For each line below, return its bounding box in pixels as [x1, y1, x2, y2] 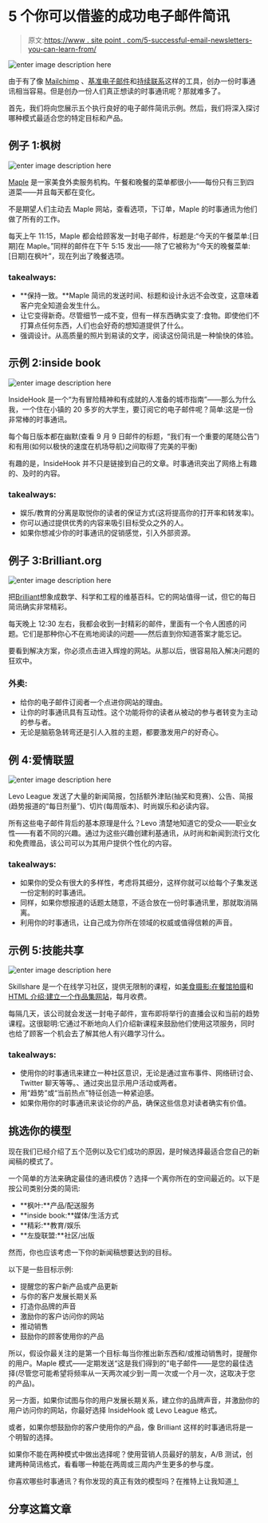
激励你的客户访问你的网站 [19, 1312, 104, 1322]
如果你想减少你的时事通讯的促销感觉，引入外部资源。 [19, 528, 195, 538]
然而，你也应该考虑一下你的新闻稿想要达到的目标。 [8, 1248, 176, 1258]
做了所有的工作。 [8, 213, 65, 224]
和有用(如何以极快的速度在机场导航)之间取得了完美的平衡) [8, 441, 198, 451]
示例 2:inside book [8, 357, 101, 370]
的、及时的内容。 [8, 468, 65, 478]
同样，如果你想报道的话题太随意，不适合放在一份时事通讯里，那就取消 [19, 898, 251, 907]
